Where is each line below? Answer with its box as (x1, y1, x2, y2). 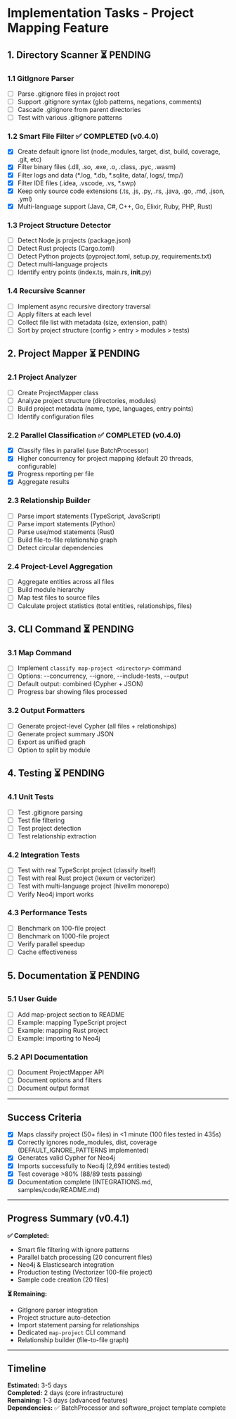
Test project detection (17, 824, 81, 832)
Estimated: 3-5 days (7, 1381, 67, 1389)
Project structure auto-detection (17, 1313, 111, 1322)
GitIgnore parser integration (17, 1306, 98, 1314)
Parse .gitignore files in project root (17, 89, 120, 98)
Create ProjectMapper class (17, 388, 99, 397)
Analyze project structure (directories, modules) (17, 396, 157, 404)
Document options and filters (17, 1076, 102, 1084)
